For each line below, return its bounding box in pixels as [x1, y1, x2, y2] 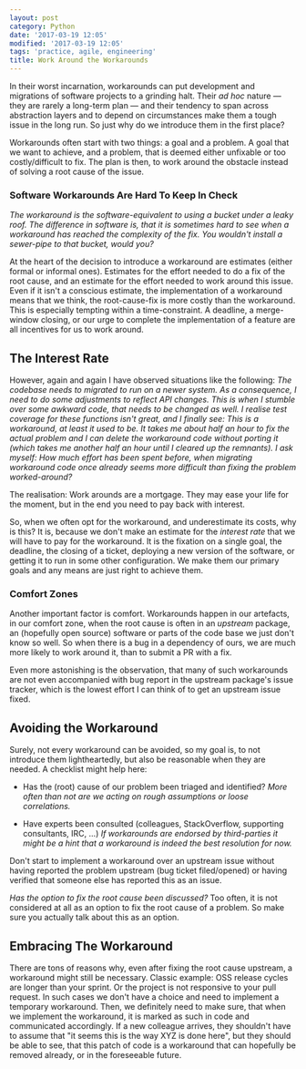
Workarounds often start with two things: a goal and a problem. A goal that [9, 138, 290, 148]
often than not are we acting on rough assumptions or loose [22, 791, 249, 802]
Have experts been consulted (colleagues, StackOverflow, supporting [22, 818, 284, 829]
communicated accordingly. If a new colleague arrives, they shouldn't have [9, 1021, 291, 1032]
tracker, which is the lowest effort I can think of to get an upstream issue [9, 684, 280, 695]
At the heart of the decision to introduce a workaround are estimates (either [9, 256, 293, 267]
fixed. [9, 694, 31, 704]
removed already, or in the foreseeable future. [9, 1050, 182, 1061]
